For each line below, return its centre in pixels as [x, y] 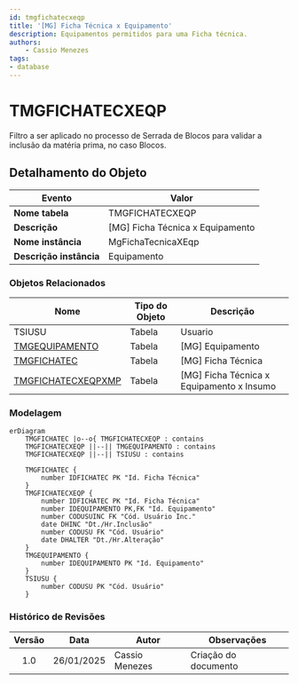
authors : [25, 42]
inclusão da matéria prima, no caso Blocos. [88, 145]
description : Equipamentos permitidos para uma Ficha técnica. [129, 34]
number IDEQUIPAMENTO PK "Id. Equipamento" [122, 564]
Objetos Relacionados [58, 282]
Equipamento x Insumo [228, 386]
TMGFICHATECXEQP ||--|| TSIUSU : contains [105, 455]
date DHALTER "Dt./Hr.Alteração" [103, 540]
